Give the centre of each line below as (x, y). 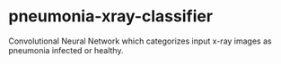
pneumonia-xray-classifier (110, 16)
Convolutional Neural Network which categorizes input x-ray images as (140, 41)
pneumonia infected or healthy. (66, 50)
